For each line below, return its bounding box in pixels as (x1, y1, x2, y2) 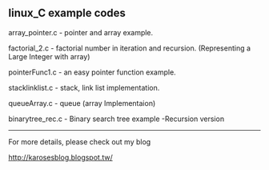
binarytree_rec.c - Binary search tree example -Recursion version (8, 114, 225, 123)
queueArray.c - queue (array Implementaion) (8, 98, 156, 107)
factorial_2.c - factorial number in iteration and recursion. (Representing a (8, 43, 251, 53)
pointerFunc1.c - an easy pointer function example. (8, 67, 176, 77)
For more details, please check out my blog (8, 136, 151, 147)
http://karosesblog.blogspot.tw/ (8, 152, 114, 162)
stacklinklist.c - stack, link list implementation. (8, 83, 160, 92)
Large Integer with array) (8, 51, 90, 61)
